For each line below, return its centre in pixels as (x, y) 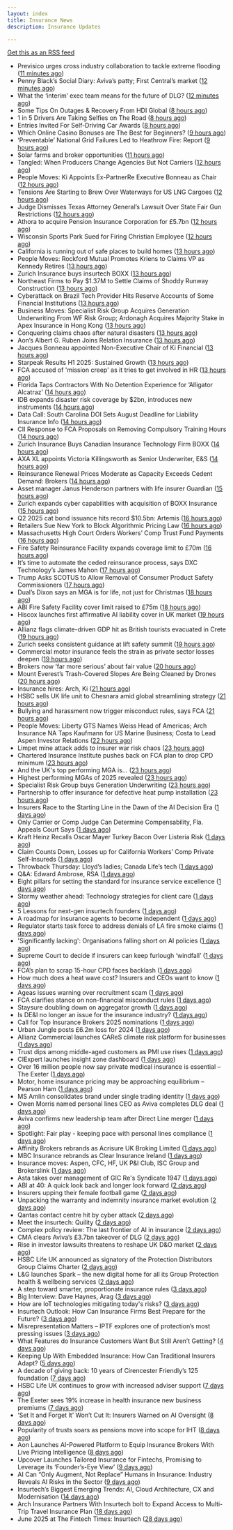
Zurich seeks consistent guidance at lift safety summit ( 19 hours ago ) (116, 644)
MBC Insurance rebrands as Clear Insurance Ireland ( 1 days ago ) (110, 1156)
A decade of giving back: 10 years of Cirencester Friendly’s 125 (107, 1371)
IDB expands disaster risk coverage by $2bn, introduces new (105, 400)
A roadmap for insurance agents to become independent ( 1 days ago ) (117, 919)
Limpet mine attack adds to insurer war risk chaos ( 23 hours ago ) (111, 748)
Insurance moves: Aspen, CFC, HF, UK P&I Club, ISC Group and (108, 1163)
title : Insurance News (40, 20)
